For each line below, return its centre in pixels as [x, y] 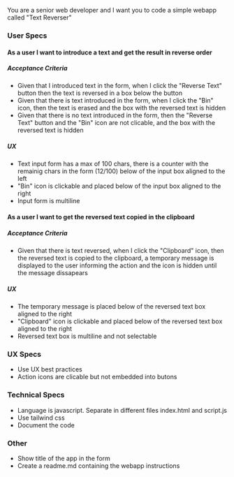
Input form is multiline [49, 201]
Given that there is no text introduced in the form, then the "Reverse [115, 115]
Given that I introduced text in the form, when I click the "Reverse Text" [119, 86]
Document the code [46, 425]
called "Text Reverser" [39, 17]
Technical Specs [36, 395]
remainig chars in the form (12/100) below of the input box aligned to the [121, 171]
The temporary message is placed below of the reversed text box [111, 306]
